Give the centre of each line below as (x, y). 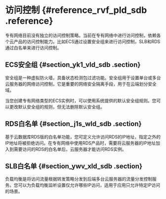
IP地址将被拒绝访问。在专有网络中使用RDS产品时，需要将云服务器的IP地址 (81, 143)
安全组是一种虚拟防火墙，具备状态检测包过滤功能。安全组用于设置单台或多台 (83, 78)
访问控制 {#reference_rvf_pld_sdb (76, 10)
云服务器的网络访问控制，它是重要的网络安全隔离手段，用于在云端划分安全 (81, 84)
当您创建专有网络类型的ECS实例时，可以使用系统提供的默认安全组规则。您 (81, 100)
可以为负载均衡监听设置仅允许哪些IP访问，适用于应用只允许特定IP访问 (89, 185)
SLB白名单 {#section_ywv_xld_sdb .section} (74, 166)
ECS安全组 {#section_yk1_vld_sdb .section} (73, 65)
